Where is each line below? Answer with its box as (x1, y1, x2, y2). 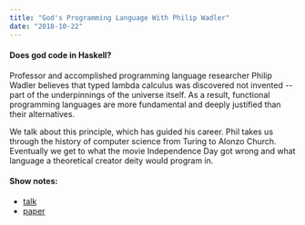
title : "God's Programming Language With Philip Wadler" (9, 13, 230, 23)
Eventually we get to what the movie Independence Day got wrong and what (9, 145, 296, 156)
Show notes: (9, 176, 58, 187)
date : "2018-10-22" (9, 22, 84, 31)
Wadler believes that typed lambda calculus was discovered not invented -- (9, 79, 293, 91)
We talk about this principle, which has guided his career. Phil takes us (9, 126, 274, 137)
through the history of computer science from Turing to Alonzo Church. (9, 135, 277, 146)
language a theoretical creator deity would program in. (9, 155, 214, 166)
